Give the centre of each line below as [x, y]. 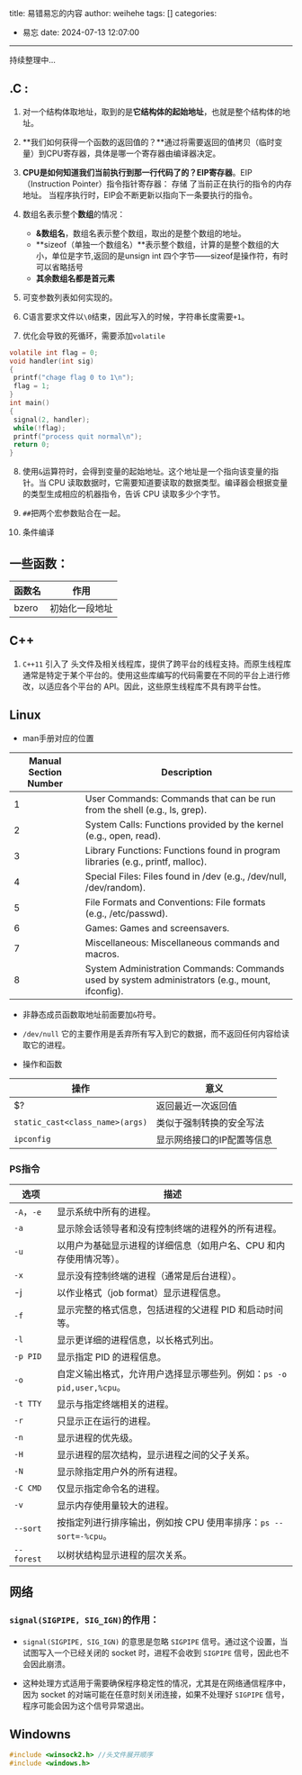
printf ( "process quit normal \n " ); [78, 436]
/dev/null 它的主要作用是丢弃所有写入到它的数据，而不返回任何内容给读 [156, 1033]
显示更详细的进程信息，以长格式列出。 [138, 1340]
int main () [30, 403]
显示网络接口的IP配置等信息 [214, 1139]
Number [45, 783]
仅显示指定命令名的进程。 [111, 1489]
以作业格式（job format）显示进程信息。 [142, 1292]
